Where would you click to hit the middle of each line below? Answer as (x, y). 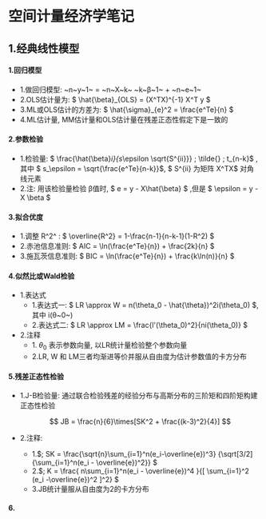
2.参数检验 (26, 139)
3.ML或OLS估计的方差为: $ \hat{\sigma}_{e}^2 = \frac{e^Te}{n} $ (127, 110)
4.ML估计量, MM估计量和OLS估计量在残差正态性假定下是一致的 (124, 119)
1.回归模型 (25, 70)
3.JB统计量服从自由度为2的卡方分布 (90, 489)
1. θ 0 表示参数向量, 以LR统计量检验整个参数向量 (109, 346)
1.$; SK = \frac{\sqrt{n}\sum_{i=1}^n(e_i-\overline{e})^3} (124, 454)
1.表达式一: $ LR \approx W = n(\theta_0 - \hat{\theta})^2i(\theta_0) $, (145, 305)
